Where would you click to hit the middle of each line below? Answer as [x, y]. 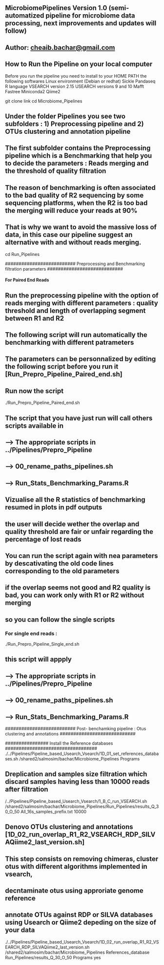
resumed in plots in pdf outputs [54, 507]
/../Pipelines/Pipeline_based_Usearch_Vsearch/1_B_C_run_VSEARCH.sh [76, 801]
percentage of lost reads [43, 539]
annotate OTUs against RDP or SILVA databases [79, 915]
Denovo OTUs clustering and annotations [69, 827]
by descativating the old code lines [59, 563]
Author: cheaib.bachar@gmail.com [60, 48]
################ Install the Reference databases [59, 743]
